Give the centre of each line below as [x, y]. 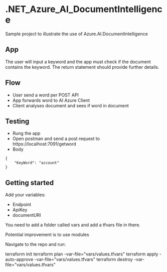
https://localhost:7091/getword [44, 144]
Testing [17, 121]
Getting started [30, 182]
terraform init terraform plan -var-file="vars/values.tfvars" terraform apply [82, 254]
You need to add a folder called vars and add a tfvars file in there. [73, 225]
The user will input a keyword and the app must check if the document [78, 62]
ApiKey [20, 210]
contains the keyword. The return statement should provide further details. [82, 67]
